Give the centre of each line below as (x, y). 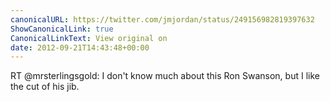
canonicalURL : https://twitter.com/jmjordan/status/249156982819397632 (162, 19)
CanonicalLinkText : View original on (89, 38)
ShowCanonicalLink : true (62, 29)
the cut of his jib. (45, 87)
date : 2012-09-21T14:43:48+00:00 (80, 47)
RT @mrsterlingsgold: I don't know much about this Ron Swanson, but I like (165, 76)
